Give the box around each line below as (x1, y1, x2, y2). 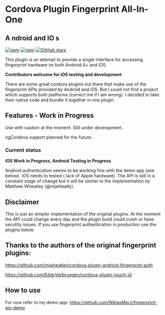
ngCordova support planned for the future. (5, 134, 92, 140)
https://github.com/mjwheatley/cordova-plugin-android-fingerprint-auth (5, 262, 153, 268)
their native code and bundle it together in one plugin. (5, 97, 115, 103)
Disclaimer (5, 198, 39, 206)
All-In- (121, 3, 149, 15)
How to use (5, 286, 41, 295)
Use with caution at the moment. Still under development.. (5, 124, 124, 130)
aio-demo (5, 305, 25, 311)
